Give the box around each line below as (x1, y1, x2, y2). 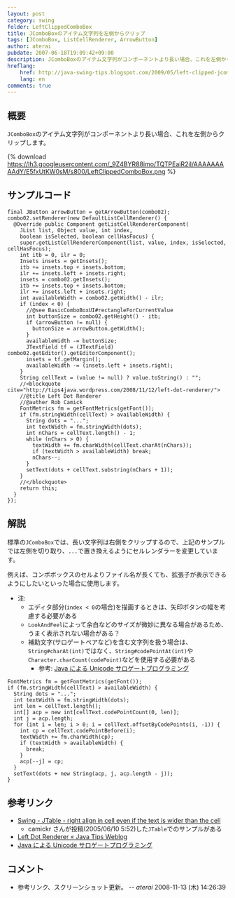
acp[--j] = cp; (20, 758, 64, 765)
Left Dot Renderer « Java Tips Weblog (17, 832, 128, 840)
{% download (7, 152, 47, 161)
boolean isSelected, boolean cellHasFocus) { (20, 233, 155, 240)
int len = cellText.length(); (13, 702, 101, 709)
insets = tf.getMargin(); (25, 356, 101, 363)
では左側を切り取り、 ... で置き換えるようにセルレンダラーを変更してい (7, 547, 213, 555)
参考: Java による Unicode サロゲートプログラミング (38, 664, 190, 672)
